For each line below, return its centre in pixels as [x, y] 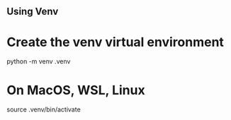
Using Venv [33, 12]
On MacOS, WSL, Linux [76, 90]
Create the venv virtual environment [115, 42]
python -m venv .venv [39, 61]
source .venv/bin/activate [44, 109]
